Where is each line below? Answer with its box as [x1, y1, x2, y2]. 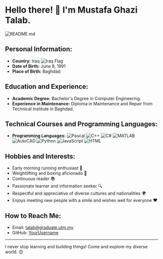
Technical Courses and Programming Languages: [5, 120, 158, 128]
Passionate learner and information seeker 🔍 [12, 183, 103, 189]
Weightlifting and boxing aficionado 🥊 [12, 170, 87, 176]
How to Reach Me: [5, 212, 62, 220]
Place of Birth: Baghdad [12, 68, 61, 74]
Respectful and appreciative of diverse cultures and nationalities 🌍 [12, 190, 147, 197]
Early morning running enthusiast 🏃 [12, 165, 83, 171]
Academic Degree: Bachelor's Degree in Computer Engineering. [12, 95, 141, 101]
